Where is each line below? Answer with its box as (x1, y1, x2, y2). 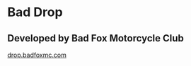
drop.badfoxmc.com (7, 51, 67, 59)
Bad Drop (7, 4, 63, 20)
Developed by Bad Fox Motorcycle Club (7, 32, 184, 44)
